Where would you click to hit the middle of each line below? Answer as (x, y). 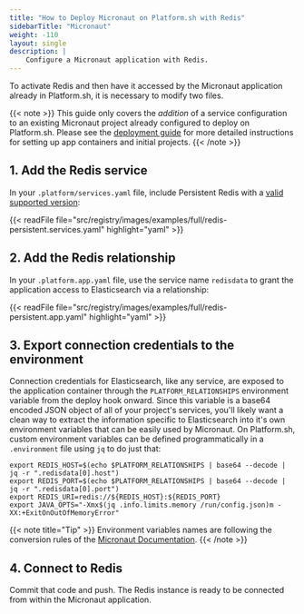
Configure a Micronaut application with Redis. (117, 60)
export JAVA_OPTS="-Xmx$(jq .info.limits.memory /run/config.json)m (142, 505)
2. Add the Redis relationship (93, 258)
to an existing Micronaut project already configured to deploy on (130, 123)
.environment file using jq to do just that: (85, 449)
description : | (38, 52)
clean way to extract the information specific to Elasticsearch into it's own (147, 420)
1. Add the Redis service (78, 170)
